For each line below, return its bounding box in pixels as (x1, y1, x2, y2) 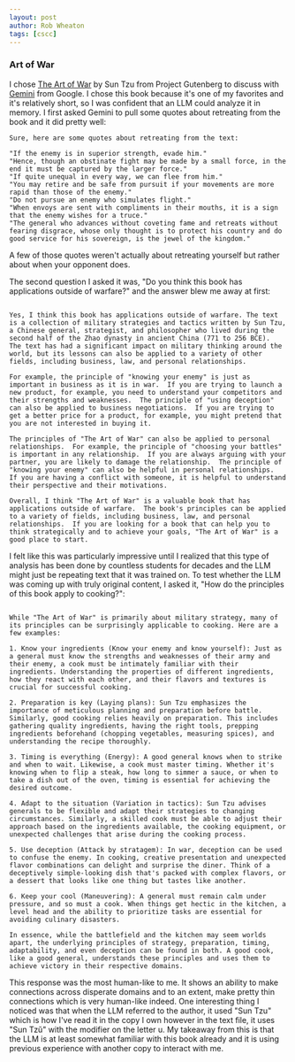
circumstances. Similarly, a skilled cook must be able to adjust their (9, 814, 283, 823)
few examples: (9, 628, 62, 637)
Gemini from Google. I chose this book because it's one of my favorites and (9, 88, 284, 98)
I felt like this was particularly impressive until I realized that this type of (9, 550, 269, 561)
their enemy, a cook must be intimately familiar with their (9, 659, 239, 668)
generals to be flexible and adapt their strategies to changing (9, 806, 254, 815)
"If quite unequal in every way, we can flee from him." (9, 172, 223, 181)
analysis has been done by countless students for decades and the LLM (9, 559, 271, 571)
